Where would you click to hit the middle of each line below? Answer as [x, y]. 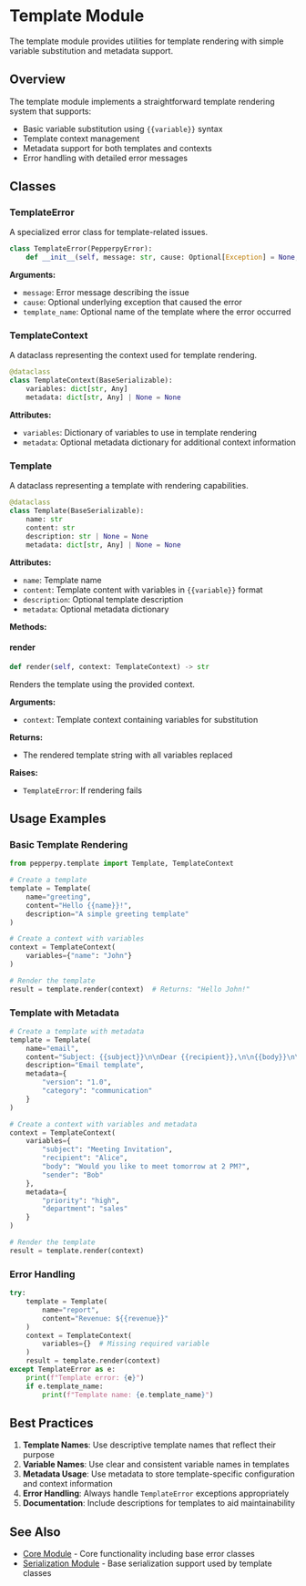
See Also [35, 1532]
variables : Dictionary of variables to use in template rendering [140, 432]
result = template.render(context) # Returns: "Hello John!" [130, 989]
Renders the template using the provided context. [102, 684]
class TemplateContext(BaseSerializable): [91, 381]
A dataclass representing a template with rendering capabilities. [129, 486]
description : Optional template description [103, 599]
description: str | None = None [87, 536]
